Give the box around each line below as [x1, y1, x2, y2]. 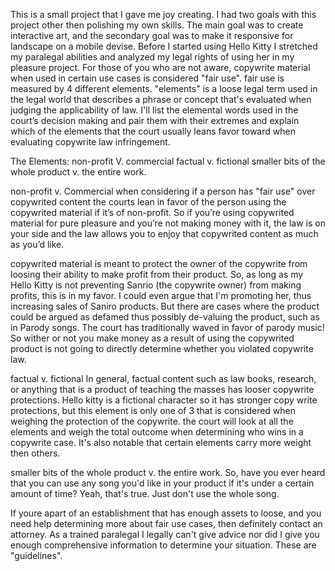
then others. [10, 447, 61, 459]
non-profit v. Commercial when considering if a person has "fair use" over [10, 185, 316, 197]
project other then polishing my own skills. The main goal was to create [10, 19, 304, 31]
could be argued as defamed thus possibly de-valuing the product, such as [10, 311, 320, 323]
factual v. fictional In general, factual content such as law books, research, [10, 373, 317, 384]
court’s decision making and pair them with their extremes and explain [10, 115, 300, 126]
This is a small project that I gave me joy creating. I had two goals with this [10, 9, 317, 20]
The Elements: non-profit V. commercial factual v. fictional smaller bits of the [10, 155, 326, 167]
